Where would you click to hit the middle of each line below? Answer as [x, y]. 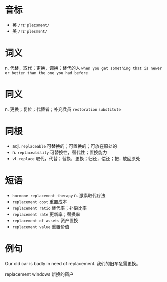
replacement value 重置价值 [41, 226]
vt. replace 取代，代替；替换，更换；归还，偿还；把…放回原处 [76, 158]
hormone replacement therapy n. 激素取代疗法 [59, 195]
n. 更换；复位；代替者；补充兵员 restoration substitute [63, 109]
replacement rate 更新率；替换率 [46, 214]
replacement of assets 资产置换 [45, 220]
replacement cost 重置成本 [40, 201]
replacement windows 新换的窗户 [39, 274]
